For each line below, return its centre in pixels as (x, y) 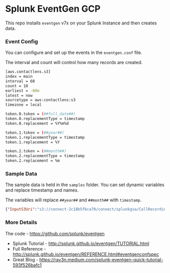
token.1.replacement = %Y (32, 142)
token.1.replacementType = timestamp (45, 137)
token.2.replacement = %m (32, 161)
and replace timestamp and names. (42, 190)
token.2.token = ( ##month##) (36, 151)
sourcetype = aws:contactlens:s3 (40, 100)
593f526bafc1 (27, 265)
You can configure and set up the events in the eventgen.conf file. (74, 53)
